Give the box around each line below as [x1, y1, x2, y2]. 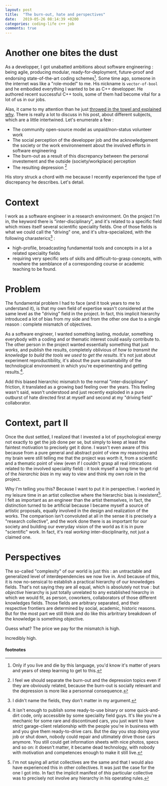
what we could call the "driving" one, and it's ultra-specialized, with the [5, 229, 152, 235]
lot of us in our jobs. [5, 96, 46, 102]
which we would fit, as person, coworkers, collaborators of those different [5, 594, 157, 601]
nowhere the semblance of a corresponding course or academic [12, 260, 145, 267]
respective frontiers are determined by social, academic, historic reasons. [5, 605, 157, 611]
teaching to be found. [12, 266, 57, 272]
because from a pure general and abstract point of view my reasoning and [5, 449, 158, 455]
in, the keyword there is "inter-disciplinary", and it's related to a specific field [5, 218, 162, 224]
